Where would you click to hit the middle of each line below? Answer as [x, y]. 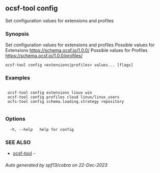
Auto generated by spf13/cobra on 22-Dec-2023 [57, 165]
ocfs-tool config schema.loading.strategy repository [66, 102]
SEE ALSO [18, 142]
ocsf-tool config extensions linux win [50, 93]
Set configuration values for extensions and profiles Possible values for [80, 45]
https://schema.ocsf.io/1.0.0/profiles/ [44, 56]
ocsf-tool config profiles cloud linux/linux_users [63, 97]
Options [15, 119]
